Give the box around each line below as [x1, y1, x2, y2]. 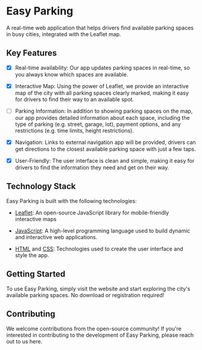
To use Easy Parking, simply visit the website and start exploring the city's [6, 285, 191, 292]
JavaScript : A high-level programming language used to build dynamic [14, 227, 191, 234]
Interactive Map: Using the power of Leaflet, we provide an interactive [14, 83, 189, 90]
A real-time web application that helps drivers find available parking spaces [6, 24, 194, 31]
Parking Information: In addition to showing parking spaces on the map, [14, 107, 193, 114]
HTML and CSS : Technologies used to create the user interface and [14, 245, 184, 252]
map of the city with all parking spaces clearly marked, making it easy [14, 89, 189, 96]
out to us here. [6, 337, 43, 345]
